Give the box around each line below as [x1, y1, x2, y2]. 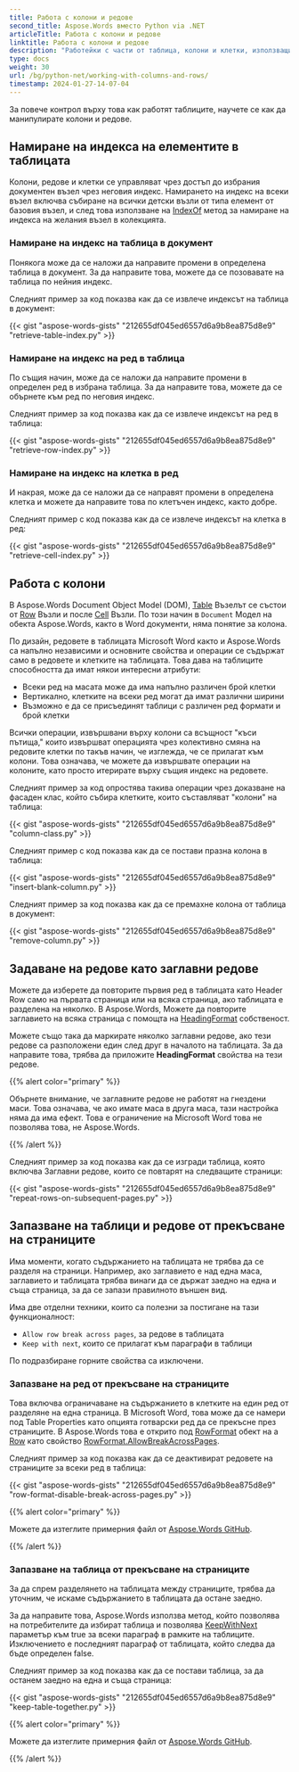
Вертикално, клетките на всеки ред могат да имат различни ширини [21, 691, 285, 702]
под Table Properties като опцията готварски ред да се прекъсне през [9, 1417, 277, 1428]
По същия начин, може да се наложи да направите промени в [9, 372, 247, 383]
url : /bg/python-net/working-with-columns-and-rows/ [9, 71, 209, 80]
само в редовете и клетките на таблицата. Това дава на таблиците [9, 655, 263, 665]
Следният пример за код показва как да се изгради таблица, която [9, 1156, 265, 1166]
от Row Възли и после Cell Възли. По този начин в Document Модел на [9, 609, 273, 620]
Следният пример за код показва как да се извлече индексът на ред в [9, 408, 279, 419]
